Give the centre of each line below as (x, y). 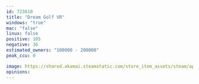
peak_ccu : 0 (21, 56)
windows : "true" (26, 22)
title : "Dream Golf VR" (36, 17)
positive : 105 (24, 39)
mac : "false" (22, 28)
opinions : (18, 72)
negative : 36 (22, 45)
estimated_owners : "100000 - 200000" (53, 50)
